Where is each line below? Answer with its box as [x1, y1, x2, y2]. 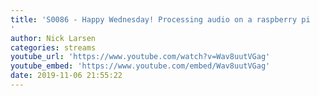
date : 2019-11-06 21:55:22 [10, 71, 123, 81]
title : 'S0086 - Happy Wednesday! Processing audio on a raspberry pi [10, 14, 311, 25]
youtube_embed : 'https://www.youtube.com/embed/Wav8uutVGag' [10, 61, 271, 71]
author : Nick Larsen [10, 33, 97, 43]
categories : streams [10, 42, 97, 53]
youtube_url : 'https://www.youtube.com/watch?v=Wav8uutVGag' [10, 52, 271, 62]
